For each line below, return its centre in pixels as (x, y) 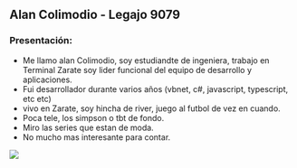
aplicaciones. (47, 79)
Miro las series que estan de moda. (88, 127)
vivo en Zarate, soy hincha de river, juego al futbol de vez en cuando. (151, 108)
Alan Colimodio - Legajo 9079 (95, 15)
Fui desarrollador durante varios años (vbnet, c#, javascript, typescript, (155, 89)
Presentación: (41, 41)
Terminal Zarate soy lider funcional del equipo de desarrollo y (137, 70)
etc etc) (37, 98)
